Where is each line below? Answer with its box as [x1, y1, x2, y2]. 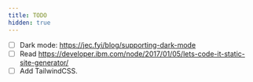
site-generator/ [19, 58, 69, 67]
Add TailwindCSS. [19, 66, 79, 75]
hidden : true [8, 19, 51, 27]
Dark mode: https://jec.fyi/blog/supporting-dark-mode [19, 40, 196, 49]
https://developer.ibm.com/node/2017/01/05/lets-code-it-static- [38, 48, 245, 59]
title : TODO [8, 11, 47, 20]
